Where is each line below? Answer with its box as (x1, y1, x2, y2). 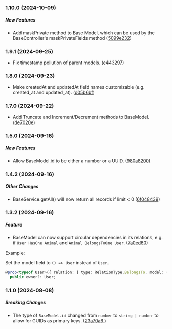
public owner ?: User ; (10, 275, 56, 280)
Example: (5, 250, 25, 256)
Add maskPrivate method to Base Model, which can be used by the (12, 30, 155, 36)
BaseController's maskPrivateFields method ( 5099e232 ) (12, 35, 132, 41)
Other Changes (5, 183, 39, 190)
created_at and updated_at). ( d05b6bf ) (12, 89, 95, 96)
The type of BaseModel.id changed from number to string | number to (12, 312, 159, 319)
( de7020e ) (12, 119, 35, 126)
